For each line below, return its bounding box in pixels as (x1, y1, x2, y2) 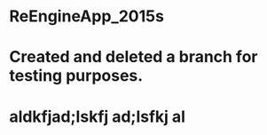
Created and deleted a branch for (9, 47, 258, 67)
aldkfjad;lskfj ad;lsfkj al (9, 107, 186, 126)
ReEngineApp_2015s (9, 6, 164, 27)
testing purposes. (9, 66, 144, 86)
